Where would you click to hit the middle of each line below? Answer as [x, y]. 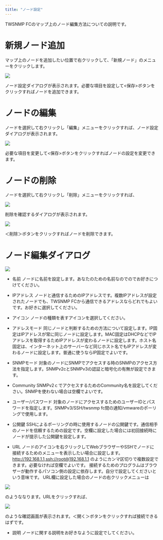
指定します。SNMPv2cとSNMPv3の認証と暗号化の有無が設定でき [86, 369]
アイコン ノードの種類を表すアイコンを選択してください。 [70, 318]
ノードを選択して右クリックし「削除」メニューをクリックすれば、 [71, 195]
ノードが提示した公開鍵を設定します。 [50, 437]
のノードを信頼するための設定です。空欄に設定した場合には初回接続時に [84, 430]
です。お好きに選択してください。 [46, 308]
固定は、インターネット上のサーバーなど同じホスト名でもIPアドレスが [82, 347]
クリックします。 [30, 66]
